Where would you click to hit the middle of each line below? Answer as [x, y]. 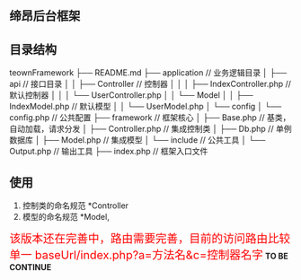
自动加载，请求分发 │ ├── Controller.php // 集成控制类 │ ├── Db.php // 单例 [150, 129]
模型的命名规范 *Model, [66, 217]
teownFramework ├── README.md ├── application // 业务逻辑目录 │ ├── [148, 73]
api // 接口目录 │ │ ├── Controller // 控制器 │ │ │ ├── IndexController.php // [150, 84]
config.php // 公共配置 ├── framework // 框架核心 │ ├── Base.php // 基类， [150, 118]
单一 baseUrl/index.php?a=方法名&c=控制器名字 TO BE [149, 255]
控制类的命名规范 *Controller [75, 206]
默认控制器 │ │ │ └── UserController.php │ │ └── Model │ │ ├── [131, 95]
